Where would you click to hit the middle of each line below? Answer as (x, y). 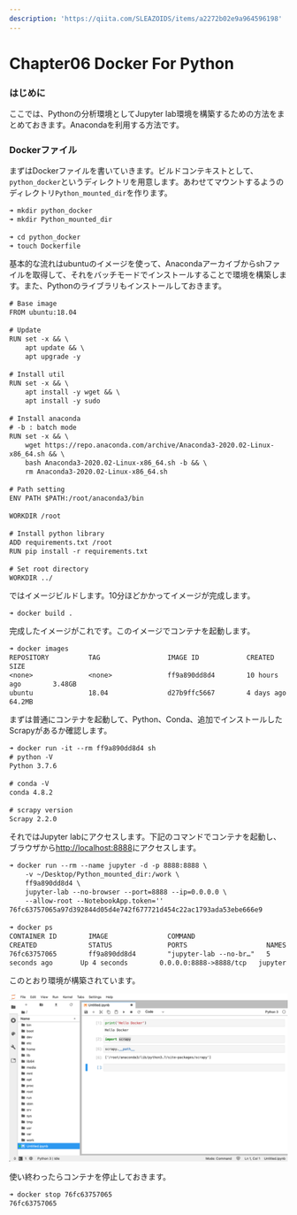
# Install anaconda (45, 419)
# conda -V (29, 784)
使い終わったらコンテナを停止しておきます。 (90, 1176)
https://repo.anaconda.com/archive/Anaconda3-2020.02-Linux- (160, 446)
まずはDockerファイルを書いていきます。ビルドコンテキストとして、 (133, 171)
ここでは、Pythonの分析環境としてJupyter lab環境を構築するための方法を (143, 114)
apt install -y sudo (63, 401)
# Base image (33, 304)
